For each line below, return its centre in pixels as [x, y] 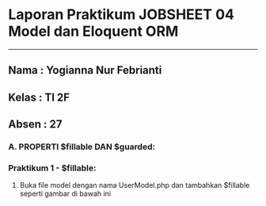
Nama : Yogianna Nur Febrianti [85, 70]
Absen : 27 [35, 124]
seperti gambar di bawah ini [65, 194]
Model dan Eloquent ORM [93, 31]
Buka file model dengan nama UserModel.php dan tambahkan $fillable [135, 185]
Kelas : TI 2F [39, 97]
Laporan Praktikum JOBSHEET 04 [122, 15]
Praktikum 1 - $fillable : [52, 168]
